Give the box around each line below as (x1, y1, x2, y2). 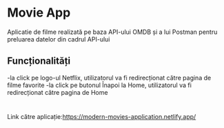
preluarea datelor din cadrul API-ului (7, 35, 110, 43)
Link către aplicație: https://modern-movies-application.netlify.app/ (7, 112, 196, 120)
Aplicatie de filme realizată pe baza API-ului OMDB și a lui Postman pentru (7, 28, 218, 36)
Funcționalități (7, 55, 71, 67)
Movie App (7, 5, 71, 21)
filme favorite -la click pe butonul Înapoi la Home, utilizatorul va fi (7, 81, 192, 89)
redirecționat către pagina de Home (7, 88, 108, 96)
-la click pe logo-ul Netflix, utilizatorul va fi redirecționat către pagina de (7, 73, 212, 82)
